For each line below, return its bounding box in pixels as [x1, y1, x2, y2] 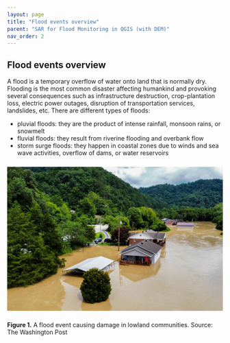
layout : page [7, 11, 44, 18]
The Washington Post [7, 328, 68, 336]
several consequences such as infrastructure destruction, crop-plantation [7, 92, 216, 100]
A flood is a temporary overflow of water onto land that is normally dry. [7, 78, 207, 86]
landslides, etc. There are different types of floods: [7, 106, 151, 115]
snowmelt [16, 127, 45, 135]
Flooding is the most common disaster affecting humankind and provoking [7, 84, 217, 93]
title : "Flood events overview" [7, 18, 99, 25]
